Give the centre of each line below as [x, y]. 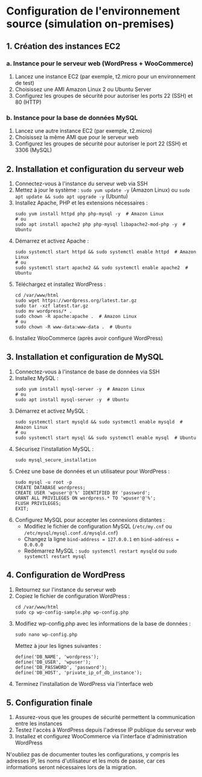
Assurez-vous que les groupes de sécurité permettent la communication [105, 717]
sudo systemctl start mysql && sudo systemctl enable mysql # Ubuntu [106, 438]
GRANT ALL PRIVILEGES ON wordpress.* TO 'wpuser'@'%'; [85, 498]
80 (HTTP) [28, 102]
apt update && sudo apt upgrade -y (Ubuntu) [71, 196]
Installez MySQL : [37, 378]
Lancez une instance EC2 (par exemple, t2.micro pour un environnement [105, 76]
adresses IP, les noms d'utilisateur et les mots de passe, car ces [86, 761]
